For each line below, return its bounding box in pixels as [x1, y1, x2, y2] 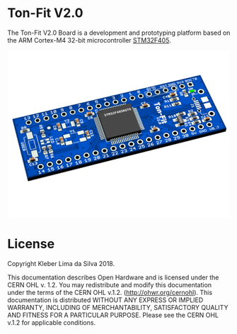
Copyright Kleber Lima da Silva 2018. [7, 259, 115, 267]
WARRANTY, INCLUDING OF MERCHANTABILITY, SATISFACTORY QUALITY [7, 303, 229, 311]
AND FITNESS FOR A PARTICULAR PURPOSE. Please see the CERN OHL [7, 311, 219, 319]
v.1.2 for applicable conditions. [7, 318, 96, 327]
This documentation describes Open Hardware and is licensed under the [7, 273, 219, 282]
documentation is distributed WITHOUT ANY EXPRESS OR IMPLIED [7, 296, 204, 304]
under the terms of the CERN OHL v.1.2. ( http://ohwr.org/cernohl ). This [7, 288, 213, 296]
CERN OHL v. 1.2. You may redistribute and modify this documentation [7, 280, 212, 289]
